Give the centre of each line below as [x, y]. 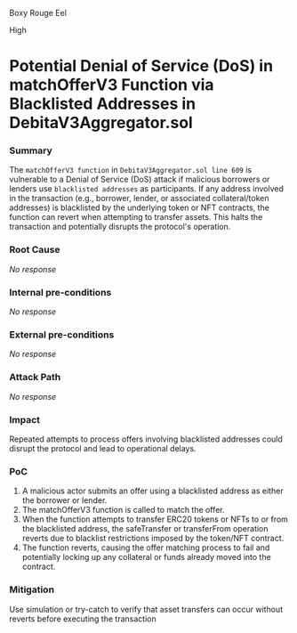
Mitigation [32, 589]
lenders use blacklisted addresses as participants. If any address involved [147, 189]
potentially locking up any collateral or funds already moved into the [146, 557]
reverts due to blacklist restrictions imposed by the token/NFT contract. [153, 539]
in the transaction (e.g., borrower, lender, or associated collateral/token [139, 199]
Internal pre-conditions [60, 292]
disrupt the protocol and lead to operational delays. [103, 448]
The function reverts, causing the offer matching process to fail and [146, 548]
